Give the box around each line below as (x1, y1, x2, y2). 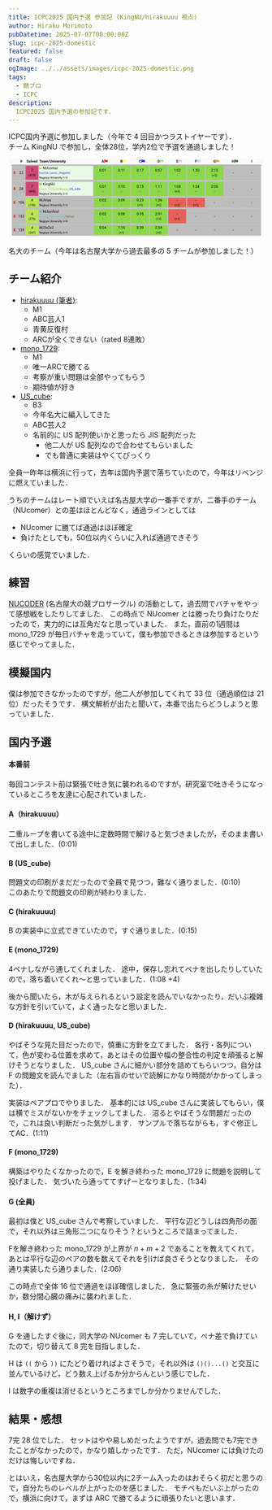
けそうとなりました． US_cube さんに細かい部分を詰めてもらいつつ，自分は (8, 1060, 262, 1069)
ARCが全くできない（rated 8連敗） (32, 334, 149, 344)
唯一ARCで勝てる (32, 362, 91, 372)
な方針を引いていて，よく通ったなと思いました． (8, 1001, 172, 1012)
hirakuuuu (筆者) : (19, 295, 78, 305)
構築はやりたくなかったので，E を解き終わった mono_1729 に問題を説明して (8, 1167, 262, 1177)
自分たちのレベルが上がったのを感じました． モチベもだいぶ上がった (22, 1483, 253, 1493)
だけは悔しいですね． (8, 1456, 80, 1465)
